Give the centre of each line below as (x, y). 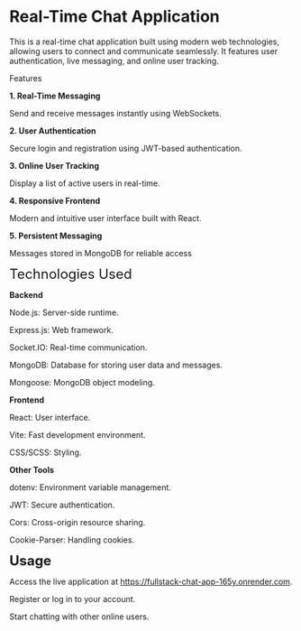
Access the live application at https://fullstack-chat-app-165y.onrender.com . (151, 581)
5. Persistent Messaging (56, 236)
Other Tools (32, 469)
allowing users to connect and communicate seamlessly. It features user (144, 51)
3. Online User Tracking (55, 165)
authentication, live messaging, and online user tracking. (114, 60)
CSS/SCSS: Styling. (46, 452)
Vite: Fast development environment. (78, 434)
